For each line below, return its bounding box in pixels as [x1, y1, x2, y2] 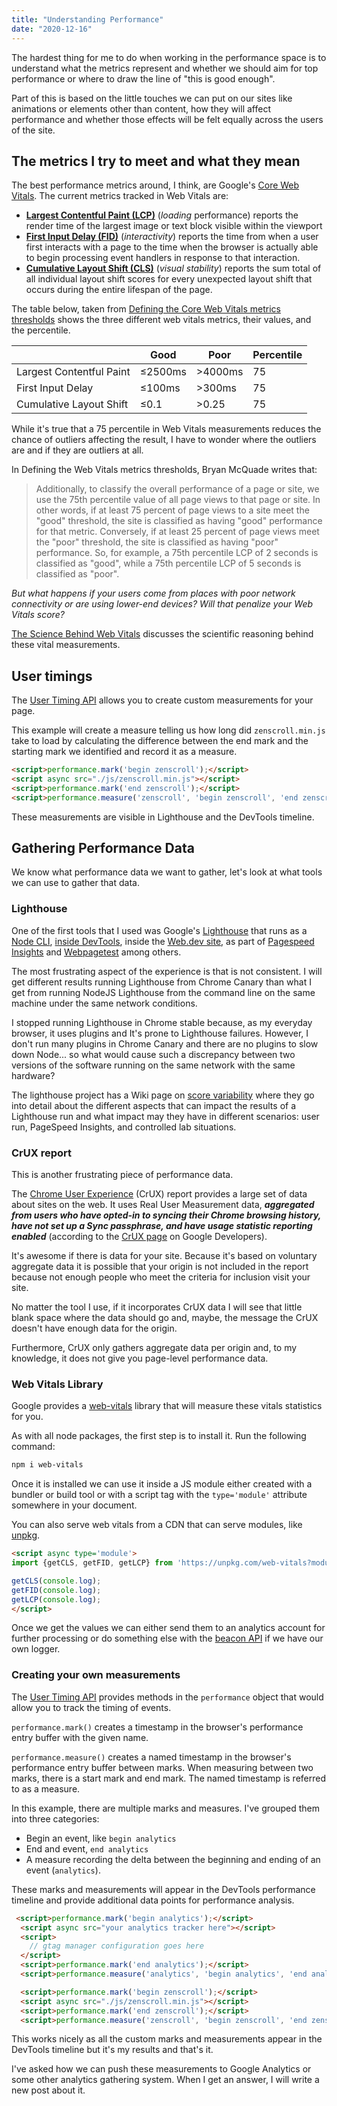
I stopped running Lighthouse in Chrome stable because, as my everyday [11, 1016, 313, 1028]
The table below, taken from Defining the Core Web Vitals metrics [11, 303, 281, 315]
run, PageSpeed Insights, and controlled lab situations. [11, 1121, 237, 1133]
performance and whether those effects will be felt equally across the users [11, 113, 324, 125]
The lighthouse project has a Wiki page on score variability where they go [11, 1089, 315, 1101]
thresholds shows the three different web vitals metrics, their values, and [11, 314, 312, 326]
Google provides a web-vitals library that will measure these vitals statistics [11, 1400, 323, 1412]
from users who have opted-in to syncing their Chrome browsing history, [11, 1209, 322, 1221]
